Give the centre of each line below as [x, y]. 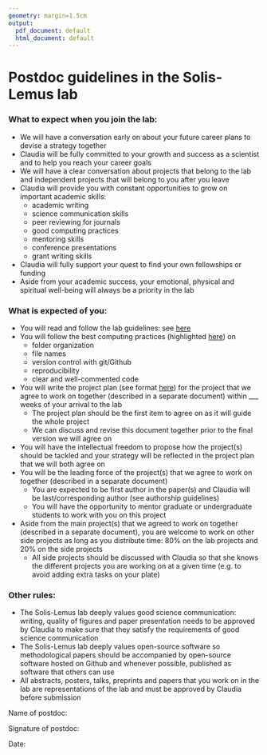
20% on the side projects [61, 549]
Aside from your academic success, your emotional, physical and [127, 282]
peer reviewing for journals [76, 222]
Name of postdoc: [38, 713]
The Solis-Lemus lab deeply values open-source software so [120, 647]
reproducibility [55, 371]
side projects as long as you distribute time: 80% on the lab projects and [139, 541]
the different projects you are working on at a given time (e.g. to [136, 566]
